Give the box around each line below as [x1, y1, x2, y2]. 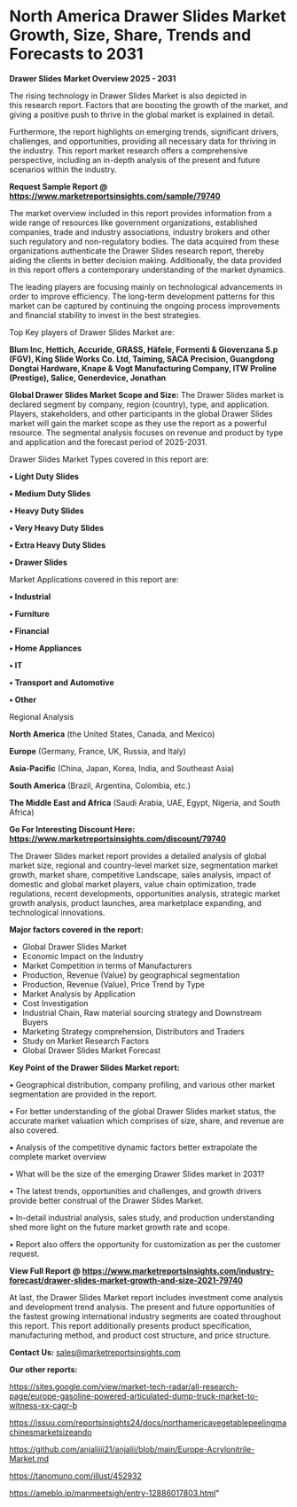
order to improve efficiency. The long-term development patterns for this [9, 291, 275, 301]
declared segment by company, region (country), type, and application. [9, 399, 270, 410]
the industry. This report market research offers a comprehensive [9, 144, 248, 156]
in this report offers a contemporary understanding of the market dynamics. [9, 264, 285, 275]
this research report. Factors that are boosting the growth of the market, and [9, 99, 288, 110]
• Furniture [9, 608, 51, 619]
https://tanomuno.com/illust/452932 [9, 1470, 142, 1481]
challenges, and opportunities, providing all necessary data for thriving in [9, 136, 277, 146]
